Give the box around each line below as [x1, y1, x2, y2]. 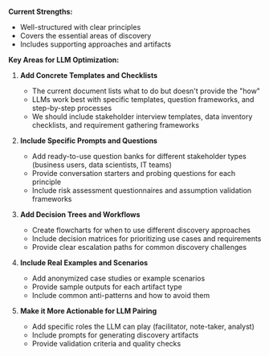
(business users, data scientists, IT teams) [31, 160, 173, 170]
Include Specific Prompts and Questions [19, 136, 158, 145]
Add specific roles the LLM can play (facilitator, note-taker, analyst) [31, 321, 255, 331]
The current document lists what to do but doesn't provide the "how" [31, 86, 261, 96]
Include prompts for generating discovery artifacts [31, 330, 199, 340]
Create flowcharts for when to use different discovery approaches [31, 225, 251, 235]
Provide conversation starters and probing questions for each [31, 169, 236, 178]
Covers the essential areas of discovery [19, 31, 152, 40]
